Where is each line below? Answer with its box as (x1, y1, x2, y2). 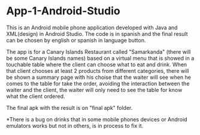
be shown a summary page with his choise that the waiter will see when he (6, 73, 192, 81)
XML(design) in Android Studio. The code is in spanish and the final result (6, 30, 188, 37)
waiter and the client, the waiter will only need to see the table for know (6, 86, 183, 93)
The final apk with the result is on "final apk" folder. (6, 104, 133, 111)
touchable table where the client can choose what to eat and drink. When (6, 61, 187, 68)
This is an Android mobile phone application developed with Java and (6, 24, 178, 31)
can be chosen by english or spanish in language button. (6, 36, 146, 44)
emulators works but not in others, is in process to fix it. (6, 122, 144, 129)
